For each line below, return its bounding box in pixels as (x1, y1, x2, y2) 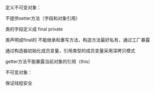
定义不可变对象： (5, 5, 41, 10)
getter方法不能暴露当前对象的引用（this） (5, 58, 93, 65)
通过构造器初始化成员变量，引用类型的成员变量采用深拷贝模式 (5, 48, 136, 53)
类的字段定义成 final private (5, 26, 63, 32)
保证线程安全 (5, 80, 32, 86)
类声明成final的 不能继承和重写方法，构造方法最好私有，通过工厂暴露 (5, 37, 150, 43)
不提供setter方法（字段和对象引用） (5, 15, 81, 21)
